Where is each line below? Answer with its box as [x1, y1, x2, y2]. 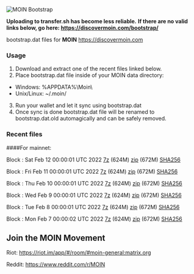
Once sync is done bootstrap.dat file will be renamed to [15, 108, 155, 116]
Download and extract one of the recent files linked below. [15, 65, 162, 73]
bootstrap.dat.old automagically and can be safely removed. [15, 115, 167, 122]
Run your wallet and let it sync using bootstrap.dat [15, 102, 142, 109]
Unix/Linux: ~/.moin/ [15, 90, 67, 97]
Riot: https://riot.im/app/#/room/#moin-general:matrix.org [6, 249, 151, 256]
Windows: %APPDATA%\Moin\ [15, 83, 93, 91]
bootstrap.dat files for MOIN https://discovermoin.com [6, 36, 143, 43]
